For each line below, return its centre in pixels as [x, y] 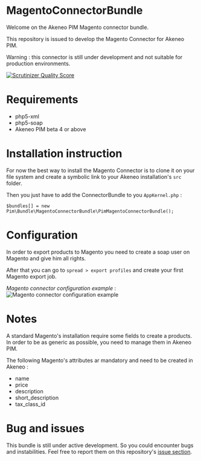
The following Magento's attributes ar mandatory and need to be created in [100, 360]
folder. [14, 183]
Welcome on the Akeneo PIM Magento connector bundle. [78, 27]
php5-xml [27, 116]
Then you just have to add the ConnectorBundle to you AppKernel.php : [94, 195]
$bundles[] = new [28, 206]
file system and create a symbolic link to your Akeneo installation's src [94, 176]
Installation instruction [64, 154]
